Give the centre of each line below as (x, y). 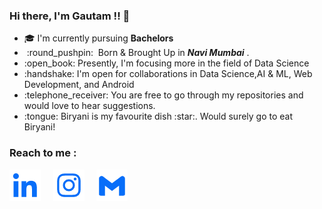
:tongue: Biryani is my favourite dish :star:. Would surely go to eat (158, 116)
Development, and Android (79, 85)
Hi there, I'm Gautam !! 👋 (70, 16)
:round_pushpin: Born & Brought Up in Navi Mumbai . (138, 53)
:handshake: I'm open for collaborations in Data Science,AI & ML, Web (168, 74)
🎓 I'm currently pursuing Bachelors (98, 38)
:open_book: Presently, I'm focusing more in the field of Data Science (166, 63)
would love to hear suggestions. (89, 106)
